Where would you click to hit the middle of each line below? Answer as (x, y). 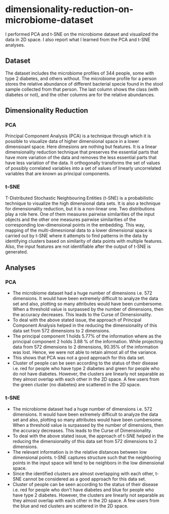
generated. (17, 251)
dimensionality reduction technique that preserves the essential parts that (82, 152)
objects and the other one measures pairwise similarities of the (71, 219)
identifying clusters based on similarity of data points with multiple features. (84, 241)
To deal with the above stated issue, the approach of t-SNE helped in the (88, 436)
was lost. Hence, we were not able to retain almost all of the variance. (85, 352)
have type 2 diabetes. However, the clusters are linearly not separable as (88, 495)
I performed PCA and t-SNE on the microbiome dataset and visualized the (82, 34)
